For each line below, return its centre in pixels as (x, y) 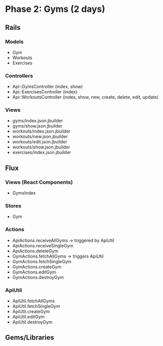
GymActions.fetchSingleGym (42, 261)
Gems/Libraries (30, 338)
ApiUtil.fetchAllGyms (34, 301)
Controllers (19, 75)
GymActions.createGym (37, 267)
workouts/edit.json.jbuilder (40, 142)
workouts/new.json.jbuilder (40, 137)
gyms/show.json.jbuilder (37, 126)
